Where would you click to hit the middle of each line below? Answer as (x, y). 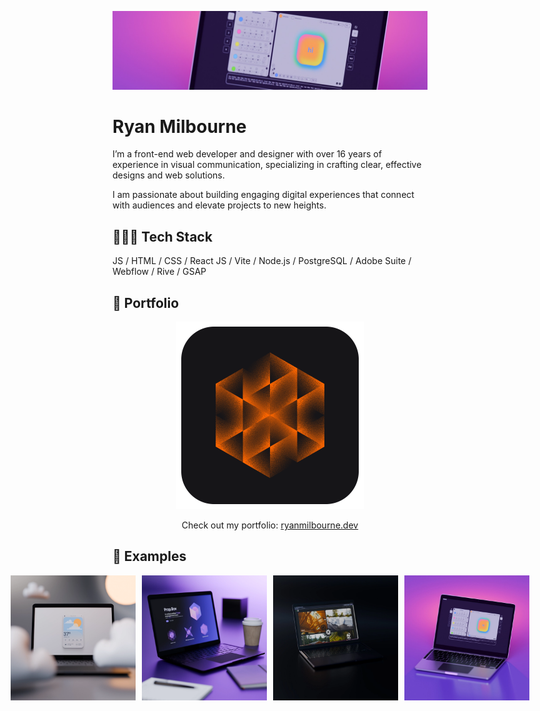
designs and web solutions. (168, 175)
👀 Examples (149, 556)
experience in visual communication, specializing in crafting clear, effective (267, 165)
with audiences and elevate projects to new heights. (219, 205)
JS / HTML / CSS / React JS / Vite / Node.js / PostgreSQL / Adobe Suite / (262, 261)
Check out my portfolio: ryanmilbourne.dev (270, 525)
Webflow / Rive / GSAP (159, 272)
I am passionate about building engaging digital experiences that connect (263, 195)
